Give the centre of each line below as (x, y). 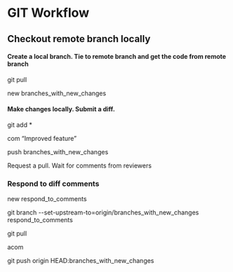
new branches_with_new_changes (57, 93)
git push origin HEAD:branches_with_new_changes (81, 261)
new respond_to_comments (47, 199)
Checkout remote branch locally (79, 39)
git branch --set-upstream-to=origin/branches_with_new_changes (103, 212)
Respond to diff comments (53, 184)
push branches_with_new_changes (58, 151)
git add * (20, 125)
